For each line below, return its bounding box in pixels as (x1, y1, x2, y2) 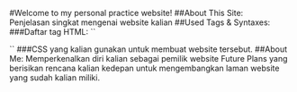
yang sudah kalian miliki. (9, 72, 101, 83)
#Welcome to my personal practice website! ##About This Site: (9, 8, 244, 18)
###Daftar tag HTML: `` (9, 27, 96, 37)
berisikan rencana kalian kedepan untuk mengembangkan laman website (9, 63, 280, 73)
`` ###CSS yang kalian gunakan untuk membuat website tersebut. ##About (9, 44, 288, 54)
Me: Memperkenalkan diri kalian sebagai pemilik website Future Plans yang (9, 54, 288, 63)
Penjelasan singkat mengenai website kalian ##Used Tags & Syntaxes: (9, 17, 271, 28)
